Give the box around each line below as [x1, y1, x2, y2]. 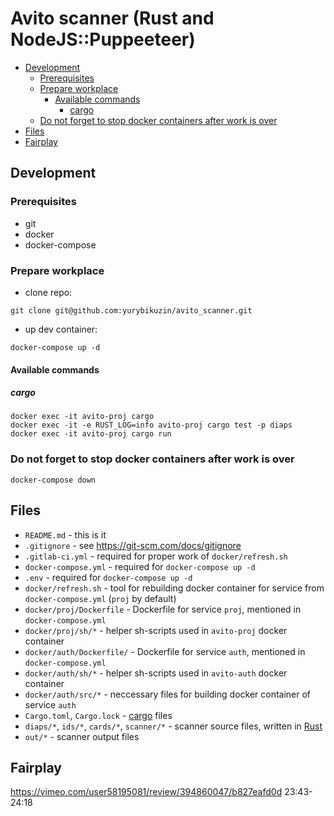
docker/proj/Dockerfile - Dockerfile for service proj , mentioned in [24, 603, 302, 615]
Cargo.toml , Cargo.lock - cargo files [24, 709, 173, 721]
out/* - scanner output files [24, 730, 140, 742]
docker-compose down [10, 475, 97, 485]
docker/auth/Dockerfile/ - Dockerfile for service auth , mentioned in [24, 645, 306, 657]
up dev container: [24, 323, 98, 335]
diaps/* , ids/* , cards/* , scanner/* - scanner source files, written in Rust [24, 720, 323, 732]
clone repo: [24, 286, 73, 298]
